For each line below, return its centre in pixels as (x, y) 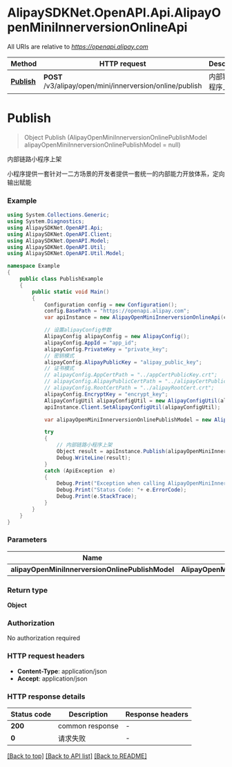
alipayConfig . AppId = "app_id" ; (90, 343)
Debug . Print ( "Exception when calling (111, 483)
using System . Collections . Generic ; (58, 215)
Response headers (157, 714)
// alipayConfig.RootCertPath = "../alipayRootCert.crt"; (129, 388)
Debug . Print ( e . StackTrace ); (97, 497)
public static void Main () (71, 292)
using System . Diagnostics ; (46, 222)
